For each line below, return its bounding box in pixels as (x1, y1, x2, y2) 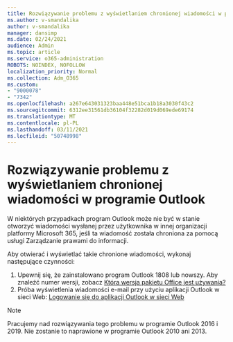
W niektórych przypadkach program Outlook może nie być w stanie (7, 215, 200, 223)
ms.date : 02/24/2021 (7, 36, 67, 43)
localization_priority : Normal (7, 68, 98, 75)
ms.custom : (7, 81, 39, 88)
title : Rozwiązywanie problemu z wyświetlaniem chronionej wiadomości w (7, 10, 222, 17)
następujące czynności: (7, 258, 75, 266)
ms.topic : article (7, 49, 60, 56)
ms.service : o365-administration (7, 55, 104, 62)
